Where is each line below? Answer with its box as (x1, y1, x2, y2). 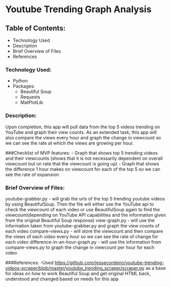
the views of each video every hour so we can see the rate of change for (5, 233, 158, 240)
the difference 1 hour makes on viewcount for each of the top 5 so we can (5, 166, 161, 172)
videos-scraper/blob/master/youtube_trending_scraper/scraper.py (5, 265, 144, 271)
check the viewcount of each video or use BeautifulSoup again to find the (5, 206, 160, 212)
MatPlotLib (20, 99, 43, 105)
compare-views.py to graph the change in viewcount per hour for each (5, 244, 155, 250)
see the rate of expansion (5, 171, 59, 178)
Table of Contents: (5, 24, 66, 33)
